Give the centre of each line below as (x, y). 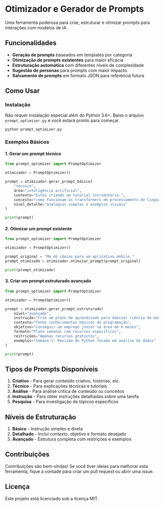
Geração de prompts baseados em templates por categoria (72, 55)
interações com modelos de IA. (36, 27)
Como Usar (22, 91)
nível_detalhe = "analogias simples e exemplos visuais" (71, 204)
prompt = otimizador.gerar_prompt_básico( (49, 182)
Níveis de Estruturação (41, 417)
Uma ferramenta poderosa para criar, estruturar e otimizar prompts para (78, 22)
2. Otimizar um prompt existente (39, 228)
